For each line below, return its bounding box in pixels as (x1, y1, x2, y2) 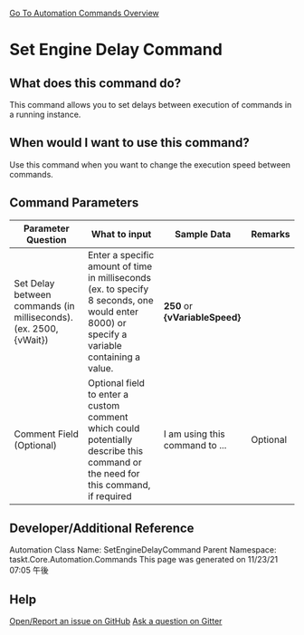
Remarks (251, 227, 290, 240)
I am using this (163, 428, 225, 440)
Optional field (87, 376, 145, 389)
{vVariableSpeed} (163, 311, 242, 323)
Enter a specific (87, 248, 155, 261)
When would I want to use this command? (9, 135, 251, 150)
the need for (87, 467, 140, 479)
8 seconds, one (87, 293, 154, 306)
